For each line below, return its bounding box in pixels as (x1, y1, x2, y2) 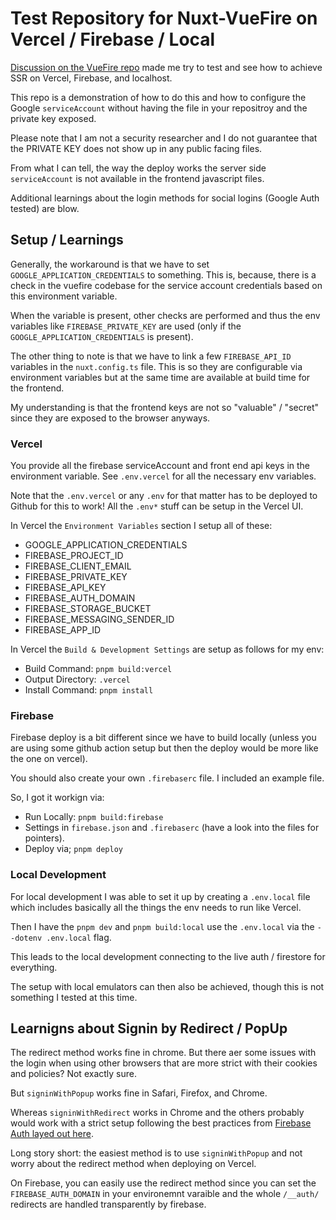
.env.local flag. (46, 931, 112, 943)
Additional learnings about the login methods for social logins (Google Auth (10, 192, 320, 204)
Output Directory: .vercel (24, 673, 131, 686)
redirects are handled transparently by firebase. (10, 1198, 207, 1211)
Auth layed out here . (10, 1128, 94, 1140)
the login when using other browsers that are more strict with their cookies (10, 1057, 318, 1069)
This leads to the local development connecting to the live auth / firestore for (10, 950, 326, 962)
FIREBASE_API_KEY (24, 582, 107, 594)
